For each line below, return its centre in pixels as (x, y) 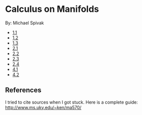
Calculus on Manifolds (52, 9)
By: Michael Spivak (24, 23)
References (23, 90)
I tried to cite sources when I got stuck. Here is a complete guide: (71, 102)
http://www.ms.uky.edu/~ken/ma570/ (43, 107)
